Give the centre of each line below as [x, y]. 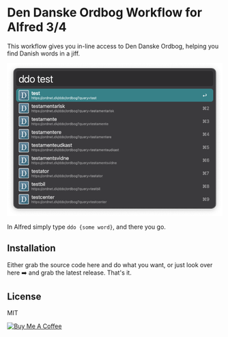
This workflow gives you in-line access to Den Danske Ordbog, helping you [113, 46]
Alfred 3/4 [37, 27]
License [24, 297]
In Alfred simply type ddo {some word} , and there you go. [86, 227]
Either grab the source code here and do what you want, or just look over [110, 264]
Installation [31, 248]
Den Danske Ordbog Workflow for [105, 13]
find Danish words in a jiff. [44, 53]
